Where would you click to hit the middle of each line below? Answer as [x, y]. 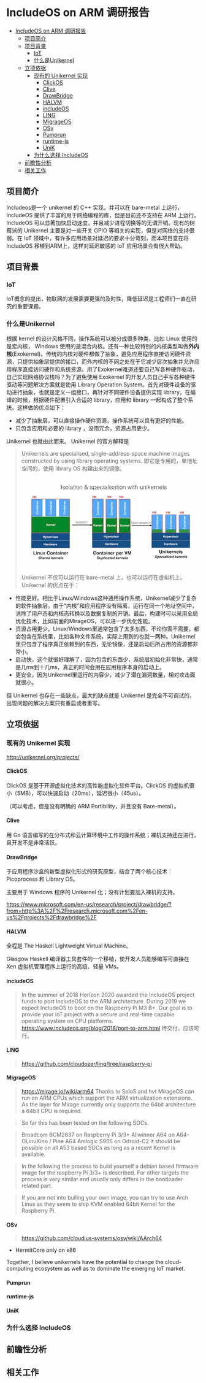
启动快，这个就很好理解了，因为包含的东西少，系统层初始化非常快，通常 [106, 659]
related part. [37, 1186]
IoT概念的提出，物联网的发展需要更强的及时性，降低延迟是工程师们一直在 [99, 299]
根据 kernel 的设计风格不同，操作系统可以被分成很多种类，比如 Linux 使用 [99, 339]
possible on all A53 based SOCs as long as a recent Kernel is [98, 1147]
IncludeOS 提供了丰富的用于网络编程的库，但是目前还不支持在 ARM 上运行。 [103, 215]
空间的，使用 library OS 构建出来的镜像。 [73, 468]
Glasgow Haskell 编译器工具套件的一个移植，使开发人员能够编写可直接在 [98, 959]
